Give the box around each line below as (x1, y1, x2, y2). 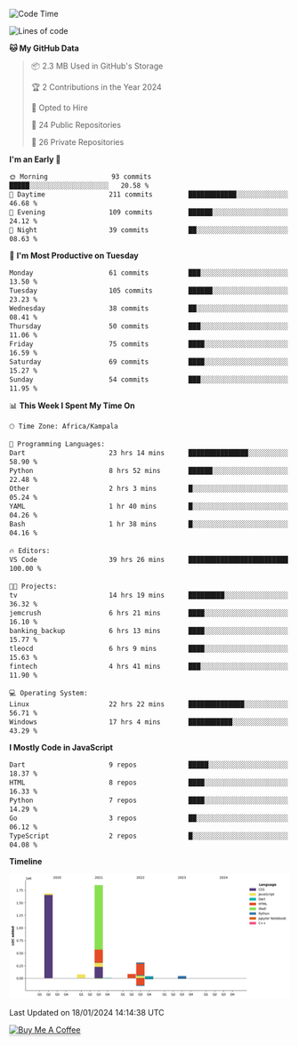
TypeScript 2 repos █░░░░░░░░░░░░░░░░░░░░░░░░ (9, 832, 289, 840)
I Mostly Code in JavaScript (9, 743, 114, 752)
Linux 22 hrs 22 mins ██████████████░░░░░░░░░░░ (9, 700, 289, 709)
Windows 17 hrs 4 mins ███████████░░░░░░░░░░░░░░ (9, 718, 289, 727)
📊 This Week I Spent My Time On (9, 400, 135, 411)
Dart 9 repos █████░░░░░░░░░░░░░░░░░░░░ (9, 760, 289, 769)
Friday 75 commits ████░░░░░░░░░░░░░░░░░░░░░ (9, 340, 289, 349)
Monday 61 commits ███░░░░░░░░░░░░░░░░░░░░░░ (9, 269, 289, 277)
